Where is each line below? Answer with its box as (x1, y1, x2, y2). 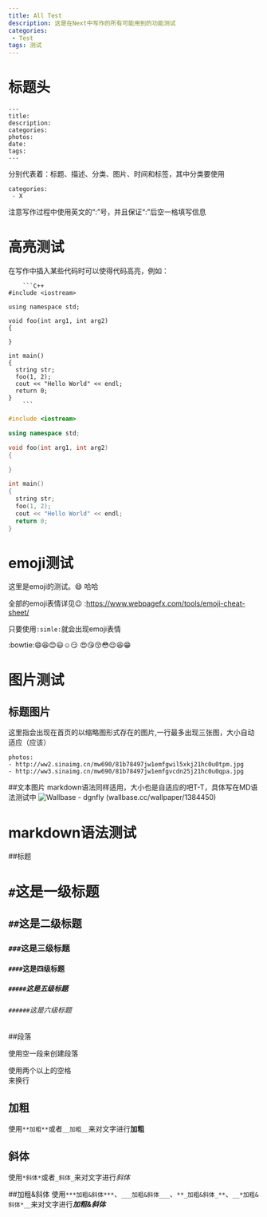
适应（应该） (8, 738, 50, 747)
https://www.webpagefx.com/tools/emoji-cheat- (86, 599, 245, 608)
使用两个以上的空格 (8, 1066, 72, 1076)
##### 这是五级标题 (8, 984, 69, 993)
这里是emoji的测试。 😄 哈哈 (8, 582, 99, 591)
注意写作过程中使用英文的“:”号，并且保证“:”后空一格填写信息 (8, 207, 206, 217)
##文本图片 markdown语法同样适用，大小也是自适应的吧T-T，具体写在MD (8, 782, 251, 792)
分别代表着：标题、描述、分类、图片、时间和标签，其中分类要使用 (8, 169, 225, 179)
